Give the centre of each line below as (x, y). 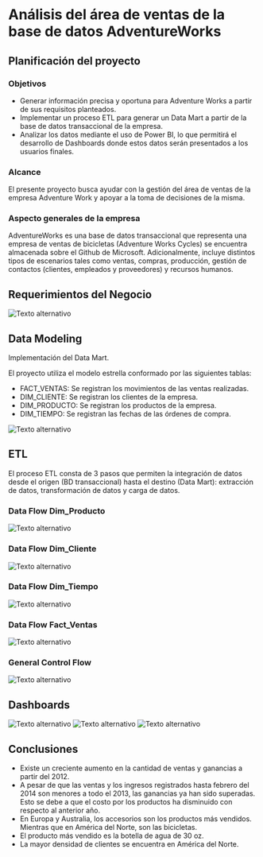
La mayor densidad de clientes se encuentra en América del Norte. (129, 844)
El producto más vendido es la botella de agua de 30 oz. (112, 836)
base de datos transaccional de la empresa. (91, 126)
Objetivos (27, 83)
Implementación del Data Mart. (59, 358)
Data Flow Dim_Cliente (52, 549)
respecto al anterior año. (60, 810)
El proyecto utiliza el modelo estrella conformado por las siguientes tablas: (130, 373)
